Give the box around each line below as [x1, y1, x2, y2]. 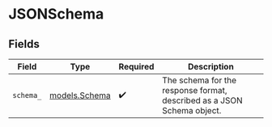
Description [187, 61, 235, 72]
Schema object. [161, 105, 222, 116]
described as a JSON [161, 95, 243, 106]
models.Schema [49, 90, 111, 101]
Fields [8, 37, 40, 51]
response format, [161, 85, 228, 95]
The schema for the [161, 74, 237, 86]
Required [118, 61, 155, 72]
